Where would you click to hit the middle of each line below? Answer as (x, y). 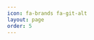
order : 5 (20, 26)
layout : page (26, 20)
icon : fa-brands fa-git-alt (47, 13)
